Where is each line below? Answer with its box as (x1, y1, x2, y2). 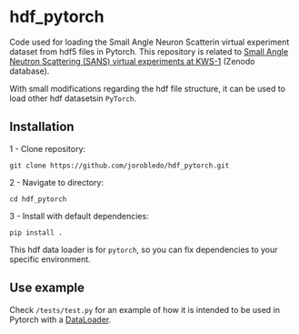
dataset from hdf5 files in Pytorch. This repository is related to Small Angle (9, 46, 289, 56)
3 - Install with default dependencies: (9, 210, 149, 221)
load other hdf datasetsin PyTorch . (9, 93, 136, 104)
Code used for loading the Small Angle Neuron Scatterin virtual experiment (9, 36, 290, 47)
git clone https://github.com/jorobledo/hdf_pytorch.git (9, 161, 230, 170)
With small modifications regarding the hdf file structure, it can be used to (9, 83, 286, 94)
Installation (9, 119, 75, 135)
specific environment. (9, 253, 91, 265)
